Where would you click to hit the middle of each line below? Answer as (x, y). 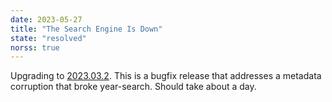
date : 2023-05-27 (46, 19)
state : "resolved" (48, 38)
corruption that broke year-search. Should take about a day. (133, 87)
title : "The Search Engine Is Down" (86, 29)
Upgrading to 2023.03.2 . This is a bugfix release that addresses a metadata (166, 76)
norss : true (35, 47)
